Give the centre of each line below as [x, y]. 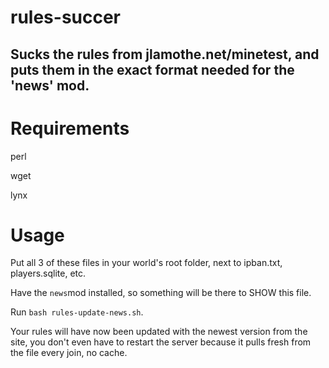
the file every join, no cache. [69, 353]
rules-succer [66, 17]
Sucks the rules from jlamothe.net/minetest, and [165, 54]
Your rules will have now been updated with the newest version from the [159, 332]
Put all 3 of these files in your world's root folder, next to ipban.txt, [146, 263]
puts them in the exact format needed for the [152, 69]
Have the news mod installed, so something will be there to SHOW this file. [161, 293]
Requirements [70, 128]
